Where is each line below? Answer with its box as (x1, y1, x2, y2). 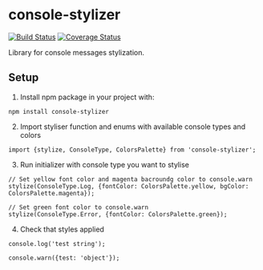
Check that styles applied (19, 224, 104, 234)
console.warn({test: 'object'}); (8, 254, 120, 262)
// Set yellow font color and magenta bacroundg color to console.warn (8, 175, 253, 183)
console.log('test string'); (8, 240, 106, 248)
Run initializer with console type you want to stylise (19, 159, 190, 169)
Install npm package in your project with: (19, 92, 155, 102)
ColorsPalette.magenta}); (8, 189, 95, 197)
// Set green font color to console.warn (8, 203, 149, 212)
